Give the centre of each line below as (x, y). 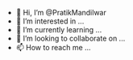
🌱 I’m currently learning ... (59, 30)
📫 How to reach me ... (53, 47)
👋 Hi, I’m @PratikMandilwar (61, 13)
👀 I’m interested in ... (50, 21)
